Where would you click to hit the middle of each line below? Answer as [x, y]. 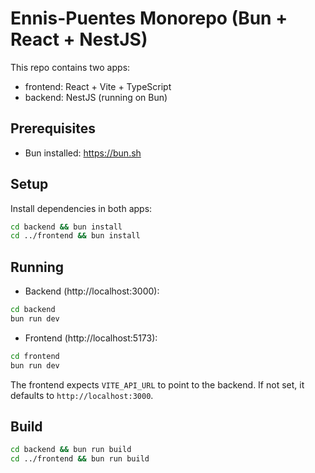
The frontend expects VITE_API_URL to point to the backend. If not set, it [157, 384]
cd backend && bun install [66, 227]
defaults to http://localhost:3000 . [82, 395]
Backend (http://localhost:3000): [92, 291]
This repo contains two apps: [70, 67]
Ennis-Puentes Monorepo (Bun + [149, 18]
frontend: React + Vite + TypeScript [98, 86]
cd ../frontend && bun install [75, 236]
